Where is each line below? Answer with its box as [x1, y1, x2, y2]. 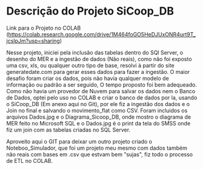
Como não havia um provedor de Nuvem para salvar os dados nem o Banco [6, 87, 196, 94]
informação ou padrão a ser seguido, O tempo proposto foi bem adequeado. [6, 81, 197, 88]
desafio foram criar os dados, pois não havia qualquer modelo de [6, 75, 170, 82]
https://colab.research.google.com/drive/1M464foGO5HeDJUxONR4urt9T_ [8, 30, 196, 38]
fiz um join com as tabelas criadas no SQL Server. [6, 126, 131, 133]
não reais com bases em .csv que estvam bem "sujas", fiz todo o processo [6, 150, 193, 158]
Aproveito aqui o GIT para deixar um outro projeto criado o [6, 138, 153, 145]
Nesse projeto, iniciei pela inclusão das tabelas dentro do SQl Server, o [6, 48, 184, 56]
